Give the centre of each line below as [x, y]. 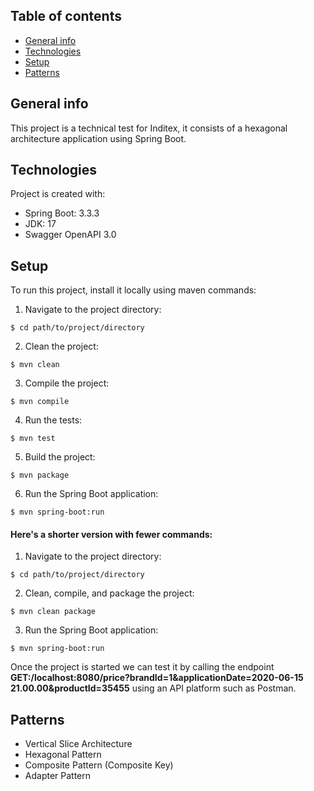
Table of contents [66, 16]
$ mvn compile [40, 402]
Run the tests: [53, 420]
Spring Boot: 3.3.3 [62, 213]
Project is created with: [58, 194]
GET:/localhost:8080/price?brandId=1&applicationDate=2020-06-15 [157, 678]
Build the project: [60, 457]
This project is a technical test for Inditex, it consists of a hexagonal [149, 128]
